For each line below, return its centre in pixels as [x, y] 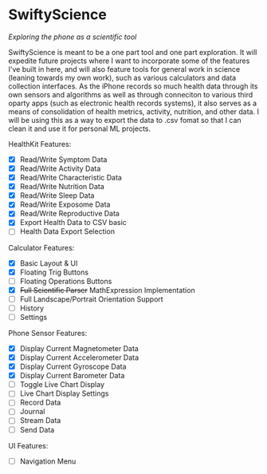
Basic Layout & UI [49, 263]
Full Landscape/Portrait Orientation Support [91, 299]
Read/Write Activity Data [60, 168]
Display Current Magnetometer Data [79, 348]
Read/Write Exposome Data [65, 204]
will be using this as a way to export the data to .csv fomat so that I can [125, 120]
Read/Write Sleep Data [57, 196]
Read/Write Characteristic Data [71, 178]
